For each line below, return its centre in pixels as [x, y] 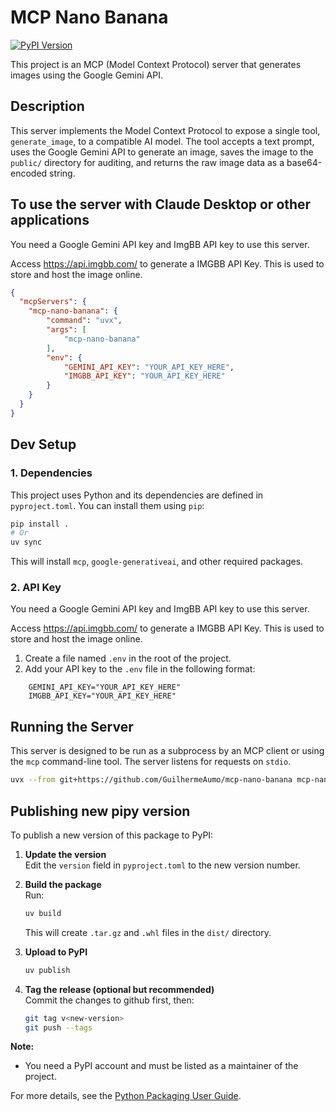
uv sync [26, 542]
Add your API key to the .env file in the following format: [140, 669]
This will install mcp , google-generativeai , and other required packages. [157, 562]
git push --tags [58, 1027]
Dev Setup [43, 444]
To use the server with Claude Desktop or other [161, 204]
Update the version [65, 854]
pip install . [40, 524]
